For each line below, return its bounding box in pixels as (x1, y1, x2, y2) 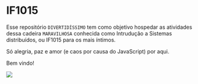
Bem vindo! (6, 59, 35, 67)
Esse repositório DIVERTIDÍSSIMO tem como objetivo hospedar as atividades (6, 23, 193, 31)
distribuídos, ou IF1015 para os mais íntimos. (6, 36, 116, 43)
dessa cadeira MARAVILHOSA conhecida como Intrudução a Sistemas (6, 29, 173, 37)
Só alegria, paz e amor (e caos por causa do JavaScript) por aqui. (6, 47, 170, 55)
